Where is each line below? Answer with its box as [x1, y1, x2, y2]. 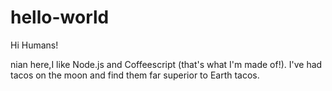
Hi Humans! [10, 39, 59, 51]
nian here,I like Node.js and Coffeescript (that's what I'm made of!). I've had [10, 58, 323, 70]
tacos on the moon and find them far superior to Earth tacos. [10, 69, 260, 81]
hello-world [10, 6, 110, 29]
